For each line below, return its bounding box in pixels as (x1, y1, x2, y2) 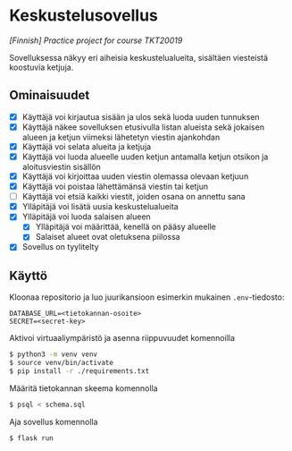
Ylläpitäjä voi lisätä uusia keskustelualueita (21, 201, 179, 212)
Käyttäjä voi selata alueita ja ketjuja (21, 140, 152, 152)
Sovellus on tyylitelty (21, 242, 99, 252)
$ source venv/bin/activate (9, 359, 114, 368)
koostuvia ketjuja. (9, 62, 74, 72)
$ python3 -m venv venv (9, 350, 98, 359)
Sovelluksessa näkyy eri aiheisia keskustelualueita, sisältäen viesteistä (9, 52, 269, 63)
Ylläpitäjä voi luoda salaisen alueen (21, 211, 152, 222)
